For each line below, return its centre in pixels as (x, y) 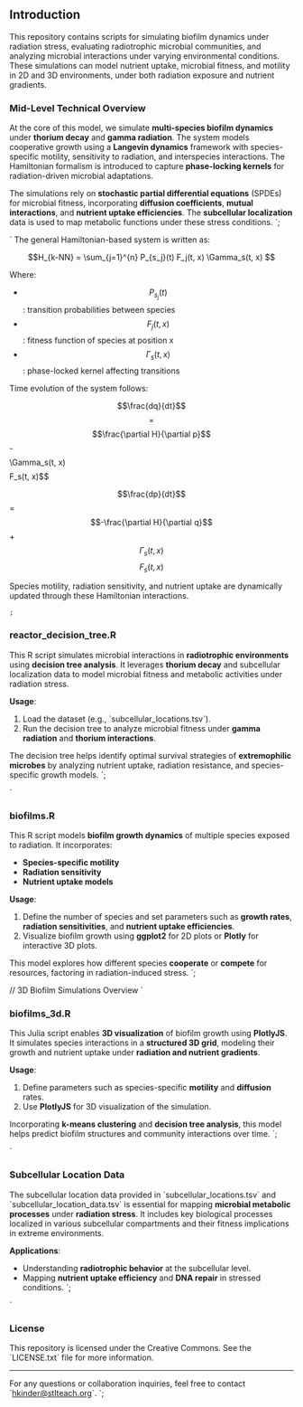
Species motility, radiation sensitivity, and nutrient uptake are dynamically (146, 586)
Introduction (45, 15)
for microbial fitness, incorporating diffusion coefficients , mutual (132, 203)
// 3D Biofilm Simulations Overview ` (76, 990)
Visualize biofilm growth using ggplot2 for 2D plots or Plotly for (141, 936)
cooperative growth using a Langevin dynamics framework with (129, 147)
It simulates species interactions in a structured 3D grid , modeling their (142, 1043)
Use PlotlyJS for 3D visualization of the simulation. (117, 1107)
